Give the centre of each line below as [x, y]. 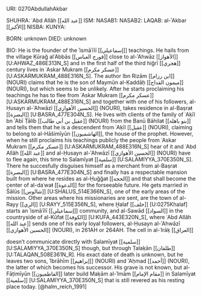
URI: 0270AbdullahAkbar [37, 9]
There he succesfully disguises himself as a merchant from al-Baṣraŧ [92, 166]
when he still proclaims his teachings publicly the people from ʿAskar [91, 140]
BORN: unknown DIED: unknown [46, 38]
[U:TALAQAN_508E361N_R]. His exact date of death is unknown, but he [95, 254]
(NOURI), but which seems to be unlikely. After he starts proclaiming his [95, 89]
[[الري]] [29, 204]
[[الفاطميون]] [47, 274]
